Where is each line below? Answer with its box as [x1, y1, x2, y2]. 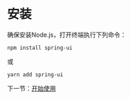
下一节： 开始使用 [7, 84, 56, 92]
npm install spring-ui [7, 44, 73, 51]
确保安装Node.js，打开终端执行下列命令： [7, 30, 127, 39]
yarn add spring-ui [7, 71, 64, 78]
